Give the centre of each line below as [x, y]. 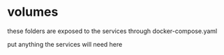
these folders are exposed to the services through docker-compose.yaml [112, 31]
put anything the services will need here [65, 44]
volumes [33, 12]
